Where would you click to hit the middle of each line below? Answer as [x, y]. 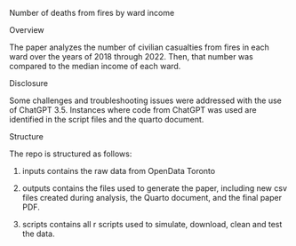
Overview [27, 30]
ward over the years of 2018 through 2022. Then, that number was [131, 56]
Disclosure [29, 83]
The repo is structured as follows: [71, 154]
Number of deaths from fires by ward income [92, 13]
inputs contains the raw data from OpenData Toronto [119, 171]
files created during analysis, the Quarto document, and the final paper [152, 198]
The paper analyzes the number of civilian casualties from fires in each [139, 47]
